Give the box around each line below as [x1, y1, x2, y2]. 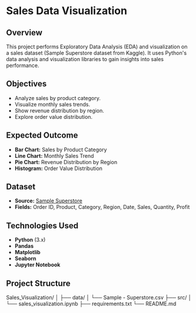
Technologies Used [6, 221, 78, 231]
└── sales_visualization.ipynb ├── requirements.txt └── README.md [6, 300, 177, 307]
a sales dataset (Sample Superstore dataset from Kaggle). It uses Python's [6, 49, 187, 56]
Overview [6, 28, 43, 38]
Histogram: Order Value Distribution [14, 165, 103, 172]
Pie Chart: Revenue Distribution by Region [14, 158, 118, 165]
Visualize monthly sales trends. [14, 101, 91, 108]
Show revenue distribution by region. [14, 107, 105, 114]
